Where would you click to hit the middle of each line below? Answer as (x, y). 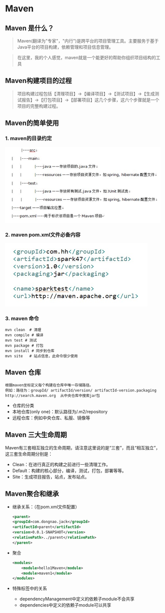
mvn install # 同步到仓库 (30, 351)
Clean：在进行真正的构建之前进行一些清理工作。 (61, 464)
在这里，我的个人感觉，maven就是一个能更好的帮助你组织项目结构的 (86, 58)
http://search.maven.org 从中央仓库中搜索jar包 (52, 395)
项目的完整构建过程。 (39, 106)
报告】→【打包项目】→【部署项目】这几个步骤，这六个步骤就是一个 (90, 100)
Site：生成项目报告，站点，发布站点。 (51, 477)
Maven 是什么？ (30, 28)
